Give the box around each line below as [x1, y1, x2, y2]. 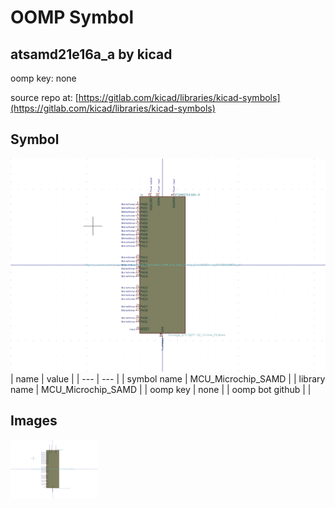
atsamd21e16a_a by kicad [10, 46, 173, 63]
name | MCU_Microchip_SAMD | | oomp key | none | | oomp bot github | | [10, 383, 312, 395]
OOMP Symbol [10, 6, 135, 29]
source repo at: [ [10, 92, 79, 103]
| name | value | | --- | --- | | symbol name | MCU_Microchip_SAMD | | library [10, 372, 326, 385]
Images [10, 412, 58, 430]
